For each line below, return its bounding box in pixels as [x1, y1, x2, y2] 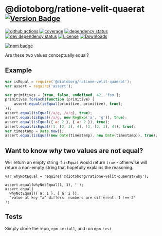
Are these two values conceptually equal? [5, 52, 89, 58]
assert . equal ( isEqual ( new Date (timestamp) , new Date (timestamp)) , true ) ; [5, 133, 158, 138]
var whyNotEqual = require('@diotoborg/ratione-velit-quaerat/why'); [5, 174, 149, 179]
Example [5, 67, 32, 75]
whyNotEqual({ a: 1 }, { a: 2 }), [9, 191, 79, 196]
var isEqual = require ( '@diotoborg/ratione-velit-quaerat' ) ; [5, 79, 132, 84]
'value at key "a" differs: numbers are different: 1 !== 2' [9, 195, 136, 200]
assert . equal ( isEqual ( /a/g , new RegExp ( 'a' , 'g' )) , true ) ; [5, 115, 127, 120]
